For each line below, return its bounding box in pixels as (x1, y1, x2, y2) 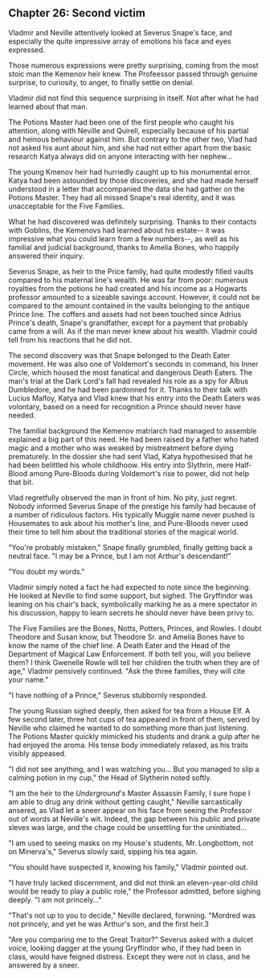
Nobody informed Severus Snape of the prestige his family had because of (8, 501, 256, 511)
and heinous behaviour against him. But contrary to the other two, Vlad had (8, 134, 257, 144)
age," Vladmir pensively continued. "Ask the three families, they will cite (8, 666, 246, 676)
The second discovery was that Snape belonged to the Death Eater (8, 350, 231, 360)
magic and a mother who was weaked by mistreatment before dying (8, 442, 234, 453)
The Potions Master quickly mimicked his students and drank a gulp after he (8, 731, 260, 741)
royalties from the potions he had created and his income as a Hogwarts (8, 283, 247, 293)
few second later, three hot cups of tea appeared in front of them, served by (8, 714, 260, 724)
